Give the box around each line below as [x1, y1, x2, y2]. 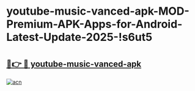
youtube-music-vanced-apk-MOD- [6, 4, 189, 18]
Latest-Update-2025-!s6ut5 [6, 31, 153, 44]
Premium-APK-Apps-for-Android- [6, 17, 183, 31]
